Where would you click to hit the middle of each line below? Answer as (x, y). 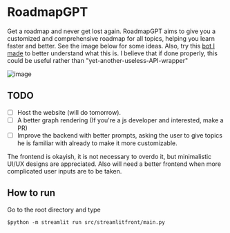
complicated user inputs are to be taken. (65, 171)
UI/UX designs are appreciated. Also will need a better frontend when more (114, 164)
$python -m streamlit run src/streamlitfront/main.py (86, 222)
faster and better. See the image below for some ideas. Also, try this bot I (111, 46)
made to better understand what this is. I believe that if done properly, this (112, 53)
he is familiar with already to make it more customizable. (97, 143)
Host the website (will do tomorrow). (69, 112)
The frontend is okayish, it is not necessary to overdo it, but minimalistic (109, 156)
